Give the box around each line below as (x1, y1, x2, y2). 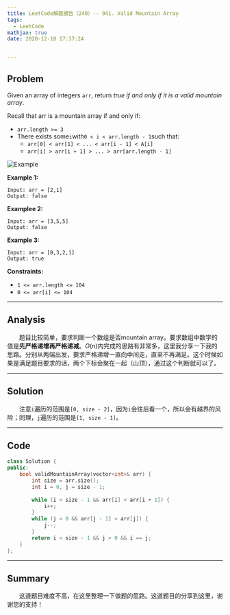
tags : (7, 16, 23, 23)
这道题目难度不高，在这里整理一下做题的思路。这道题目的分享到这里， (19, 592, 217, 600)
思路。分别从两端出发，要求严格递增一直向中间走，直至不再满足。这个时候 (7, 350, 217, 359)
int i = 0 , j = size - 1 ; (31, 483, 106, 490)
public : (7, 464, 29, 472)
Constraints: (7, 267, 44, 275)
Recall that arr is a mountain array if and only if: (7, 111, 141, 120)
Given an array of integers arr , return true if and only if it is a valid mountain (7, 91, 222, 99)
